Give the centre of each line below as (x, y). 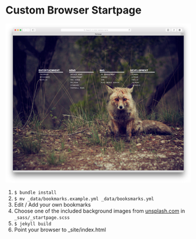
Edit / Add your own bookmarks (52, 205)
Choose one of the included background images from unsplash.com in (99, 211)
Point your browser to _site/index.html (60, 230)
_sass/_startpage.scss (42, 218)
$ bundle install (35, 193)
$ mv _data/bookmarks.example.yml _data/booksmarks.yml (84, 199)
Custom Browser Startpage (74, 10)
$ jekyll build (33, 224)
